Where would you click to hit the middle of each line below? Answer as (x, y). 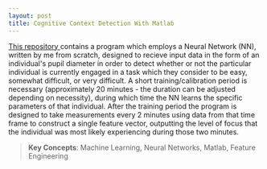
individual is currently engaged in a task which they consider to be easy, (128, 72)
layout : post (30, 16)
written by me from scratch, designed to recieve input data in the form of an (134, 55)
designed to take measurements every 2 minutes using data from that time (132, 114)
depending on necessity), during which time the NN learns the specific (125, 97)
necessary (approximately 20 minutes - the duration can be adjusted (122, 89)
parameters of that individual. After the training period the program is (123, 106)
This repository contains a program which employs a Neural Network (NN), (132, 46)
